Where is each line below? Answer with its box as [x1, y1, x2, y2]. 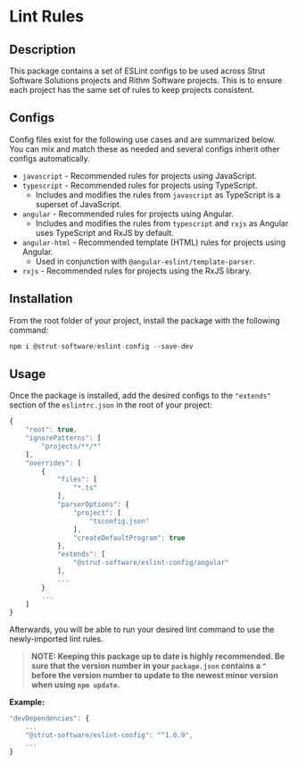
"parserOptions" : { [56, 500, 129, 509]
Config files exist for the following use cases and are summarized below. [9, 134, 277, 145]
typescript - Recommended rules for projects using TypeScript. [21, 180, 258, 190]
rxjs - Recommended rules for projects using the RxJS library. [21, 265, 252, 276]
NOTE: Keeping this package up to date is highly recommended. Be [30, 651, 286, 662]
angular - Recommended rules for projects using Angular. [21, 208, 235, 219]
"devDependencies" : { [9, 714, 90, 723]
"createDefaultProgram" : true [72, 534, 186, 542]
